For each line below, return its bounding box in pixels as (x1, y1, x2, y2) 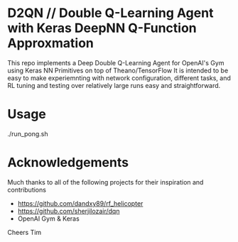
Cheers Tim (7, 228, 42, 236)
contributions (7, 185, 46, 194)
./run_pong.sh (7, 129, 48, 138)
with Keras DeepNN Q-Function (7, 20, 197, 36)
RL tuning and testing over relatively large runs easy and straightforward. (7, 81, 221, 89)
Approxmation (7, 35, 94, 51)
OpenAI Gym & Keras (17, 214, 80, 223)
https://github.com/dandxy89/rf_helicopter (17, 199, 144, 207)
